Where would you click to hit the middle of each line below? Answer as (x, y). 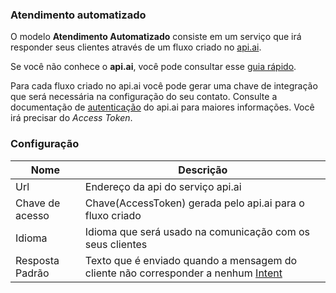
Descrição (203, 170)
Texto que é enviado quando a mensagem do (191, 260)
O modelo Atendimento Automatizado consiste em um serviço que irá (156, 37)
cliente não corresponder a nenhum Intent (183, 273)
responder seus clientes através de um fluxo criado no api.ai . (136, 47)
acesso (32, 215)
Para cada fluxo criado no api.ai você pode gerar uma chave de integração (164, 86)
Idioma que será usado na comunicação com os (197, 231)
